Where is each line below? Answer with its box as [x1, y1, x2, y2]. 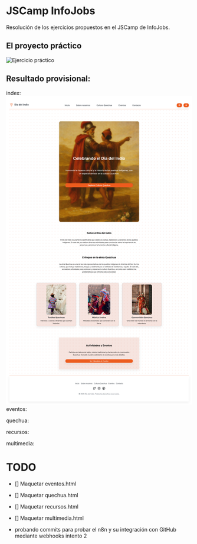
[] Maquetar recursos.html [14, 503, 78, 510]
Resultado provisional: [6, 74, 91, 84]
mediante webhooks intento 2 [14, 532, 87, 539]
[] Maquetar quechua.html [14, 491, 78, 498]
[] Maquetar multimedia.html [14, 514, 84, 522]
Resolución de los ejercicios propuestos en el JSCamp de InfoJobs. [6, 24, 170, 31]
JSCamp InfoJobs [6, 4, 96, 18]
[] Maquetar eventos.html [14, 480, 77, 487]
